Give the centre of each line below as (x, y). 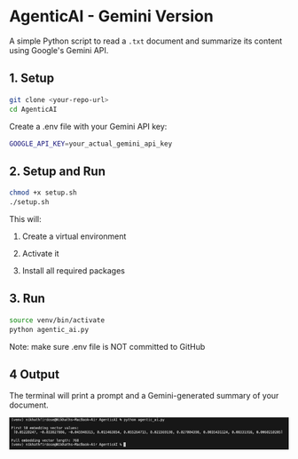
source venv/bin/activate (57, 320)
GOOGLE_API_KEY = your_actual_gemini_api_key (91, 144)
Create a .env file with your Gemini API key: (88, 126)
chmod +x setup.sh (43, 193)
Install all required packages (74, 270)
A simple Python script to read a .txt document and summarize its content (146, 41)
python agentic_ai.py (49, 329)
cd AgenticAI (33, 109)
